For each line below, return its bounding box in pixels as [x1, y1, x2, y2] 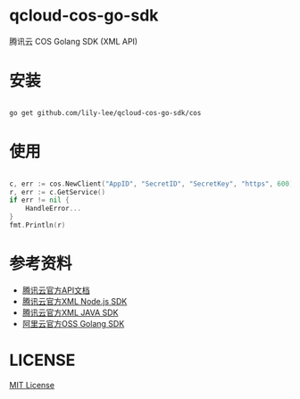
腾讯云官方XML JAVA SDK [21, 307, 119, 318]
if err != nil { [9, 195, 70, 205]
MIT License [9, 379, 55, 390]
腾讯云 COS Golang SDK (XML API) [9, 36, 138, 46]
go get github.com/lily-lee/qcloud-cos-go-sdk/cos [9, 108, 202, 117]
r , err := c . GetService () [9, 187, 105, 196]
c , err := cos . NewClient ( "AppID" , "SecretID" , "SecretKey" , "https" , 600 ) [9, 179, 294, 188]
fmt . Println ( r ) [9, 220, 66, 230]
